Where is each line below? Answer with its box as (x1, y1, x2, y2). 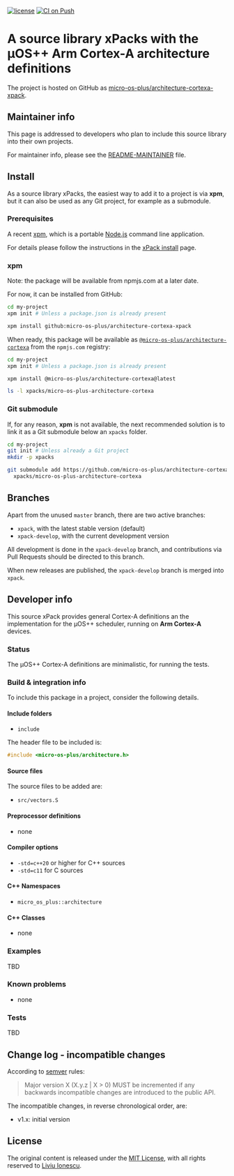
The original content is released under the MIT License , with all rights (7, 1154, 206, 1162)
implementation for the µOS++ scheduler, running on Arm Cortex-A (7, 619, 202, 628)
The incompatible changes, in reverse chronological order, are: (7, 1101, 187, 1110)
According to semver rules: (7, 1067, 85, 1076)
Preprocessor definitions (7, 812, 81, 820)
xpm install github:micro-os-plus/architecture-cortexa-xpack (7, 323, 192, 330)
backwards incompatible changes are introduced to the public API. (24, 1088, 216, 1097)
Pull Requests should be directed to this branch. (7, 552, 145, 561)
